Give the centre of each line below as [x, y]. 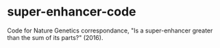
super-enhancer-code [72, 12]
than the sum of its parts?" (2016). [55, 37]
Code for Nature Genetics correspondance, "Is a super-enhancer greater [110, 30]
